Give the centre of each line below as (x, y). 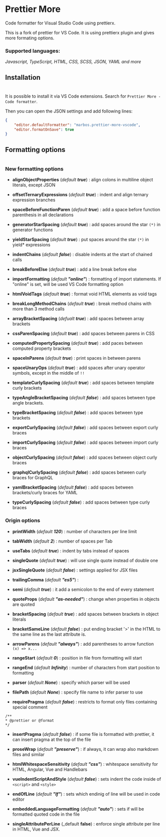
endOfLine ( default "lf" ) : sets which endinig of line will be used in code (86, 794)
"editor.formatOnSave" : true (44, 130)
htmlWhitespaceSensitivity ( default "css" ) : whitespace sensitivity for (85, 764)
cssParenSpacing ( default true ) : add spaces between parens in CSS (83, 334)
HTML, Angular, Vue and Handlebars (50, 769)
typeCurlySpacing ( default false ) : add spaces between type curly (81, 502)
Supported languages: (33, 51)
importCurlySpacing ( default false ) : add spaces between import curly (85, 442)
